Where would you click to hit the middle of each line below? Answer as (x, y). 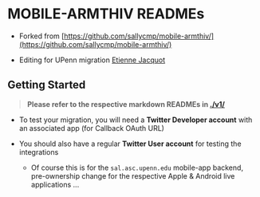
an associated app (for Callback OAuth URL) (92, 128)
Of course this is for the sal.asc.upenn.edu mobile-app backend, (137, 167)
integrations (39, 152)
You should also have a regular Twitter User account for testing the (130, 144)
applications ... (55, 184)
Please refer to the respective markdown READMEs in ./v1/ (126, 104)
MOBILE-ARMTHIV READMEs (106, 14)
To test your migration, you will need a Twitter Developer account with (136, 120)
